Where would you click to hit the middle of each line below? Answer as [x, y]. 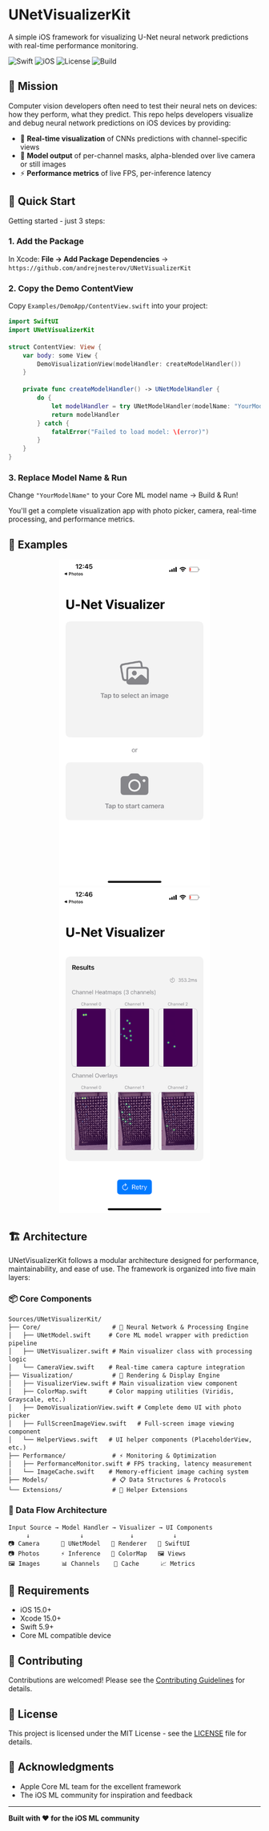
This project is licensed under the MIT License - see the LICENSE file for [127, 1733]
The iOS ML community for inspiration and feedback [106, 1795]
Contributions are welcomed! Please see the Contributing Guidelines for [127, 1680]
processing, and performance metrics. [72, 519]
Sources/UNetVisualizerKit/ [55, 1319]
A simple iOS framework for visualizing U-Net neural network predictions [128, 37]
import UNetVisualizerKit [51, 330]
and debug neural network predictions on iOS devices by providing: [120, 123]
